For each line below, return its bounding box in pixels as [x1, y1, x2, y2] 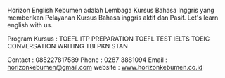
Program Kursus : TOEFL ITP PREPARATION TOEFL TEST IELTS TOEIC [7, 34, 210, 43]
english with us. [7, 21, 53, 29]
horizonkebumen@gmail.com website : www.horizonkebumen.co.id [7, 63, 203, 71]
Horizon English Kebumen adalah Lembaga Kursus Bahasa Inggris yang [7, 6, 214, 14]
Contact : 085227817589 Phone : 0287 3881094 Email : [7, 56, 167, 64]
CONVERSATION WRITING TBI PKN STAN [7, 42, 128, 50]
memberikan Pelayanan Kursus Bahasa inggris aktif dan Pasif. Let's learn [7, 13, 219, 22]
